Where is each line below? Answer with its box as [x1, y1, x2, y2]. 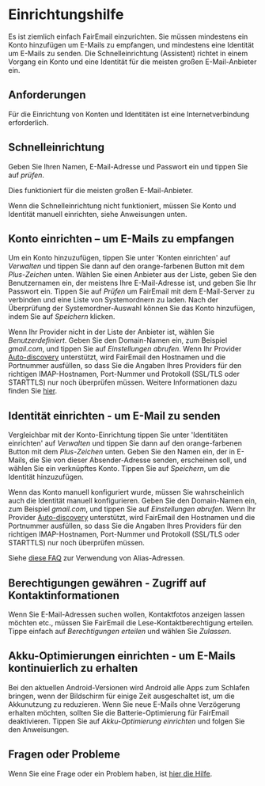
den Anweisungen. [8, 724, 70, 734]
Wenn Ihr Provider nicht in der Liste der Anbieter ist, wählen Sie [8, 327, 215, 337]
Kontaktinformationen [8, 588, 120, 602]
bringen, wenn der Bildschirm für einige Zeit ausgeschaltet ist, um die [8, 691, 235, 701]
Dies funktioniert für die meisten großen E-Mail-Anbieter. [8, 185, 194, 195]
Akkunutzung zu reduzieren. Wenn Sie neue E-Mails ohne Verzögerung [8, 699, 240, 709]
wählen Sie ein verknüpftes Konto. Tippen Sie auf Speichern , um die [8, 464, 230, 473]
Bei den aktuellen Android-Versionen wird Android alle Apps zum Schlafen [8, 682, 251, 692]
